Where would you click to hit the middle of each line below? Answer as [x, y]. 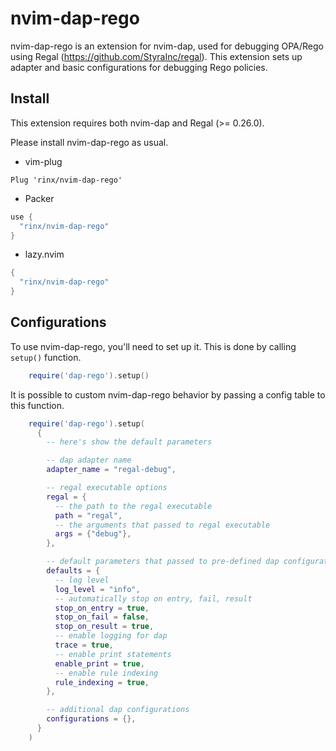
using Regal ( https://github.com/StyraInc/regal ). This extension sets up [156, 56]
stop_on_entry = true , [102, 608]
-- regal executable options [107, 488]
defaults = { [73, 571]
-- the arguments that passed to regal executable [162, 525]
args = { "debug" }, [93, 534]
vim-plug [43, 161]
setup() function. [46, 357]
